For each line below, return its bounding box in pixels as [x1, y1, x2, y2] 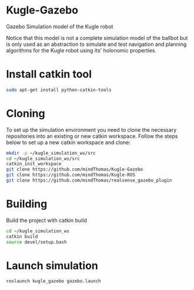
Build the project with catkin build [6, 216, 87, 224]
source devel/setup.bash [6, 239, 67, 245]
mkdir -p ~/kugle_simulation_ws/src [6, 150, 96, 156]
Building [6, 198, 48, 211]
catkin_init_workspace [6, 161, 62, 167]
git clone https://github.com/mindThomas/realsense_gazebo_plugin [6, 178, 172, 184]
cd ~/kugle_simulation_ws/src [6, 155, 81, 162]
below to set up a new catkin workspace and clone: [6, 139, 131, 146]
